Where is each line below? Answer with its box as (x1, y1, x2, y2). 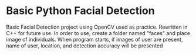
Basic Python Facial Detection (6, 4, 155, 18)
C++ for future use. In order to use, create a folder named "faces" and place (6, 29, 191, 36)
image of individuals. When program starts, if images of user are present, (6, 36, 183, 43)
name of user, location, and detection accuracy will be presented (6, 42, 163, 49)
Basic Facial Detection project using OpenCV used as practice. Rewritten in (6, 23, 188, 30)
